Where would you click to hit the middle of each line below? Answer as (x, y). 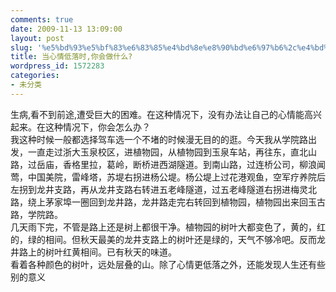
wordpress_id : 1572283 (57, 66)
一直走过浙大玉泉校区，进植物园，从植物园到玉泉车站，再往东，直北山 (172, 152)
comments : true (42, 19)
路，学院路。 (36, 214)
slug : (21, 47)
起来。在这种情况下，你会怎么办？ (80, 127)
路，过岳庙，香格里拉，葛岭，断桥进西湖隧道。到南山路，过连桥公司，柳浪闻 (168, 164)
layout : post (37, 38)
